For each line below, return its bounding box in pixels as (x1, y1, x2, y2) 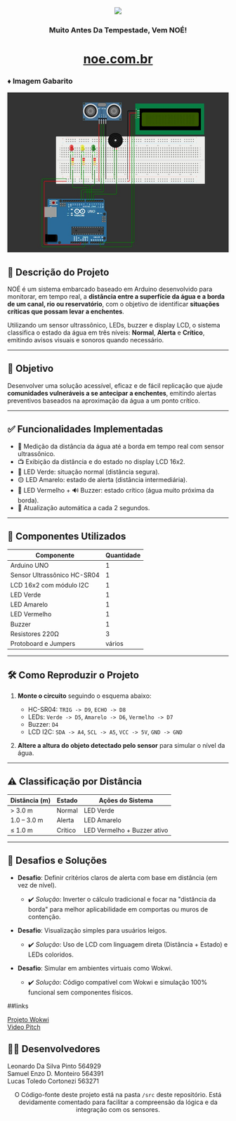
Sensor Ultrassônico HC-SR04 (10, 571, 100, 579)
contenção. (27, 912, 61, 921)
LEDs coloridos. (27, 950, 74, 959)
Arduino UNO (10, 562, 49, 570)
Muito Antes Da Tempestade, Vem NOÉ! (48, 25, 188, 34)
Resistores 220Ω (10, 629, 60, 638)
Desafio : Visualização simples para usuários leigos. (17, 926, 167, 934)
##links (7, 1002, 29, 1010)
